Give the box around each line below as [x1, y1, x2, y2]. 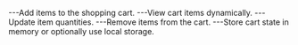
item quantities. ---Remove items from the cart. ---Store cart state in [37, 17, 289, 27]
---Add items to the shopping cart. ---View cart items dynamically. [8, 8, 253, 18]
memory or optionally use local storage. [8, 26, 155, 36]
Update [8, 17, 37, 27]
